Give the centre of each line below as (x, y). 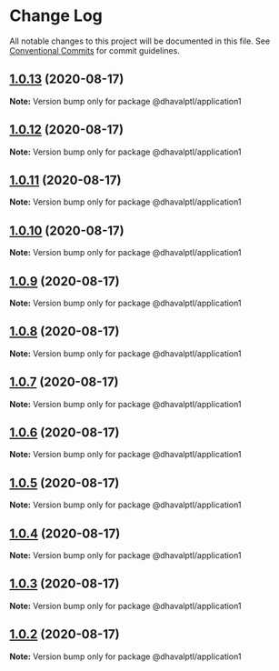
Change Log (56, 16)
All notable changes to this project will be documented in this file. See (140, 41)
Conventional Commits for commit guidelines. (95, 50)
